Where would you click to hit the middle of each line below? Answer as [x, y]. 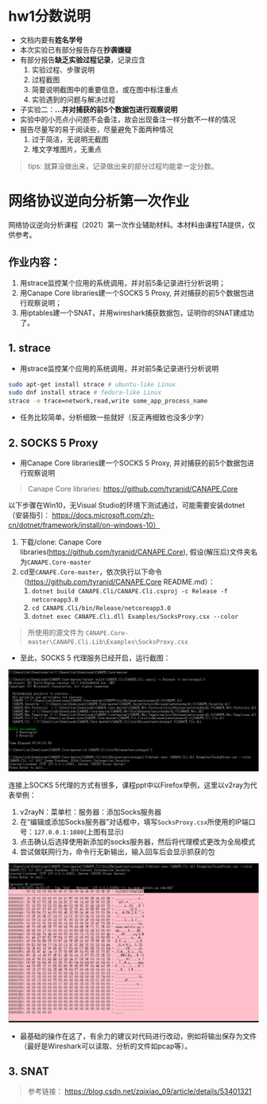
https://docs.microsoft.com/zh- [103, 515]
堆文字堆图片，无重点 [66, 149]
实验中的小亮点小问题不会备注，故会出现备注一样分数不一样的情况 [128, 119]
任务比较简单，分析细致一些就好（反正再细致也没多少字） [114, 418]
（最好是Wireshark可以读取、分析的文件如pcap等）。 [106, 1046]
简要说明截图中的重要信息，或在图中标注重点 [105, 89]
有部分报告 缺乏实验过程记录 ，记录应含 [82, 60]
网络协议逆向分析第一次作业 [99, 202]
